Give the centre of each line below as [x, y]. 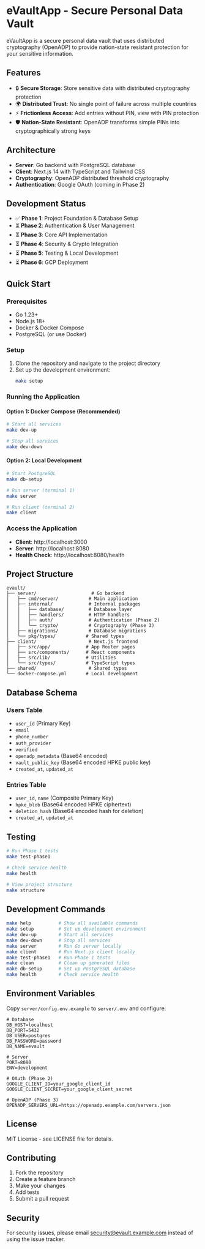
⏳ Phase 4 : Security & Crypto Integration [67, 244]
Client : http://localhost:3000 [51, 542]
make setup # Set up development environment [76, 929]
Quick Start [28, 284]
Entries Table [26, 785]
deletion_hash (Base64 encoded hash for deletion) [79, 811]
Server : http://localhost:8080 [52, 548]
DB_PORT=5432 [23, 1030]
